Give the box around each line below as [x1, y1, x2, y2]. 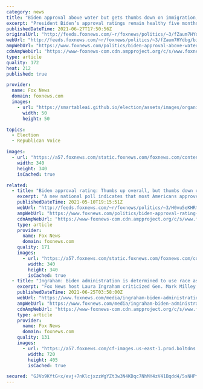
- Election [11, 132, 39, 138]
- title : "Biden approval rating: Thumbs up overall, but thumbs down [11, 188, 193, 194]
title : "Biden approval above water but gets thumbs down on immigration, [6, 15, 199, 21]
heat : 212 [6, 65, 31, 71]
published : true [6, 71, 47, 77]
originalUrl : [6, 32, 39, 38]
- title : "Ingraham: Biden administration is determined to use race [11, 278, 190, 284]
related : [6, 182, 28, 188]
